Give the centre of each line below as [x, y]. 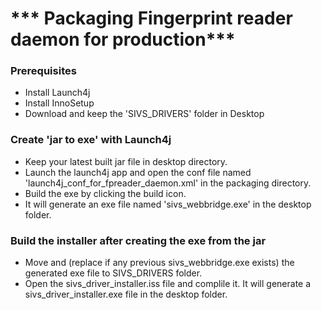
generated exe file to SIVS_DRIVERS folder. [113, 273]
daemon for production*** [123, 39]
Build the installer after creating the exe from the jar [138, 240]
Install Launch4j [57, 93]
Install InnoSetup [59, 103]
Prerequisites [43, 71]
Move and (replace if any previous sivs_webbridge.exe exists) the [159, 263]
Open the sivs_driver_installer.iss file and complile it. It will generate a [168, 284]
